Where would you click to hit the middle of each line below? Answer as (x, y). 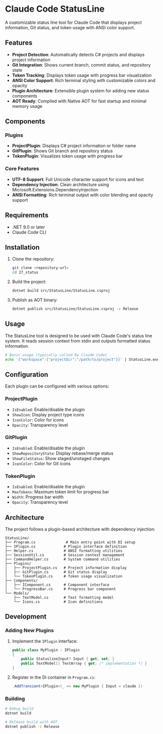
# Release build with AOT (31, 722)
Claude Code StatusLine (55, 9)
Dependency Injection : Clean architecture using (60, 184)
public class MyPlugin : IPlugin (46, 650)
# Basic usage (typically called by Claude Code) (56, 355)
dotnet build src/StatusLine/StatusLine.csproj (61, 291)
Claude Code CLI (29, 232)
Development (26, 617)
